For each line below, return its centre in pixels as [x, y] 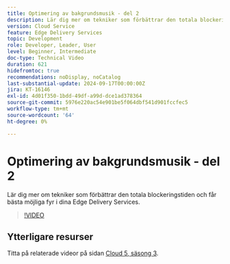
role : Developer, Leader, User [52, 45]
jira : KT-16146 [29, 90]
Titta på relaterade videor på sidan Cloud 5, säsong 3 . [83, 253]
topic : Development [35, 39]
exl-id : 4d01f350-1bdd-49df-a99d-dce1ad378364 [75, 96]
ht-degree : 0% [27, 121]
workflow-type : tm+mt [38, 109]
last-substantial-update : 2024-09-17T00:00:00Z [76, 83]
